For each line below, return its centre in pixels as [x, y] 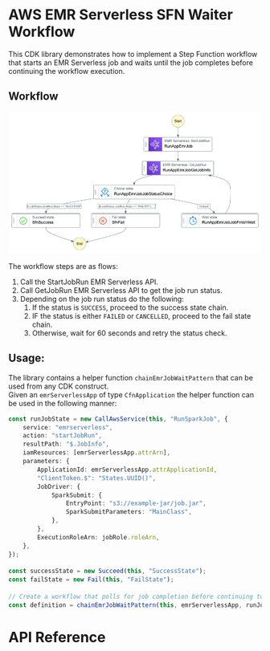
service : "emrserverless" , [68, 427]
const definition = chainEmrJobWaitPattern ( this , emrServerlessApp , [125, 605]
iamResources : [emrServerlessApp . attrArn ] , [97, 453]
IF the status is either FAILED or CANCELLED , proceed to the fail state [141, 315]
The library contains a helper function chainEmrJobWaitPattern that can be [131, 377]
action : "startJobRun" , [63, 436]
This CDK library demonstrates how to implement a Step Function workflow [133, 54]
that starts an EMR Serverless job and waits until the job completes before [131, 63]
